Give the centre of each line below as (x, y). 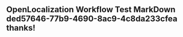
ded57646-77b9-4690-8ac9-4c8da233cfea (92, 19)
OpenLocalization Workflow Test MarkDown (91, 10)
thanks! (21, 28)
